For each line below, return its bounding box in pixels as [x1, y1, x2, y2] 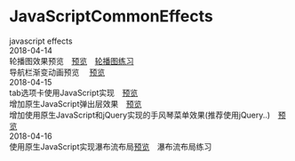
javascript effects [9, 36, 73, 46]
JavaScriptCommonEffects [9, 6, 213, 27]
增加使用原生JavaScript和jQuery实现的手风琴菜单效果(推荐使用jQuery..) [9, 109, 271, 120]
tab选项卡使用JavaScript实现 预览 [9, 87, 139, 98]
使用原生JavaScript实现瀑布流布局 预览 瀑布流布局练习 [9, 141, 212, 152]
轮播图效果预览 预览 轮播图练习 [9, 55, 134, 66]
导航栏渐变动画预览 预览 [9, 67, 105, 77]
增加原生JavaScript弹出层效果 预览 [9, 98, 142, 109]
